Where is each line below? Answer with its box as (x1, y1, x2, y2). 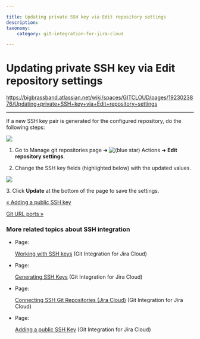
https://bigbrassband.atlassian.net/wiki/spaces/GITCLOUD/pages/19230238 (6, 94, 193, 101)
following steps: (6, 124, 45, 131)
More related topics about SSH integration (6, 225, 130, 233)
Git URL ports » (6, 210, 44, 218)
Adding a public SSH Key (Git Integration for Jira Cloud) (14, 326, 151, 333)
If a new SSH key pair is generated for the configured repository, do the (6, 118, 182, 125)
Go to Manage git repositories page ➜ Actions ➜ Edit (14, 147, 177, 154)
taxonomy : (6, 25, 31, 31)
